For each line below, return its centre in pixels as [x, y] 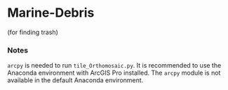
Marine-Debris [51, 13]
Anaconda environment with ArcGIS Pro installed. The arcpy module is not [114, 73]
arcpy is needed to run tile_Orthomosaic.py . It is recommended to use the [114, 66]
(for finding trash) [33, 32]
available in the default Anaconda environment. [75, 80]
